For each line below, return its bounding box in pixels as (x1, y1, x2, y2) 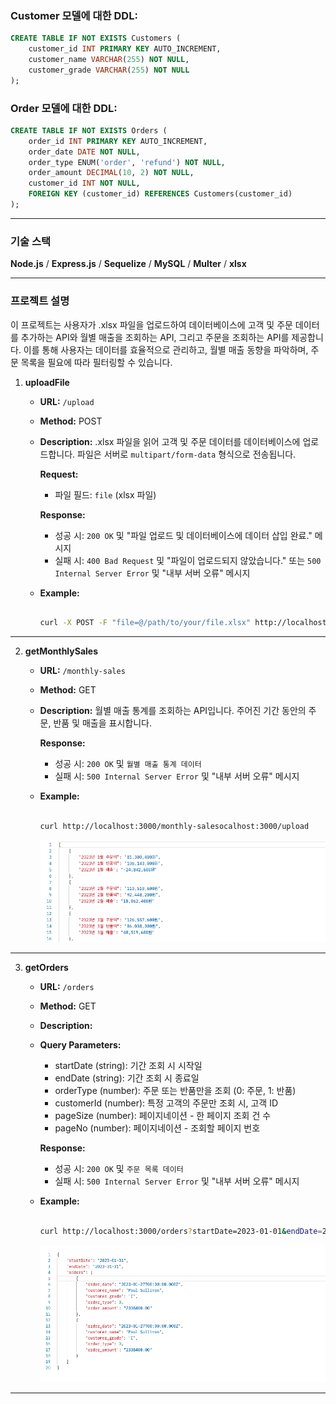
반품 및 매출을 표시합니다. (53, 717, 152, 729)
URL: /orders (39, 980, 95, 992)
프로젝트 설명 (10, 294, 70, 308)
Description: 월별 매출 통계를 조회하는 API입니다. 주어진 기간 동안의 (39, 705, 307, 717)
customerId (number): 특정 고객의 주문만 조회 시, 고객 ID (54, 1097, 279, 1109)
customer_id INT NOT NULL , (28, 178, 141, 189)
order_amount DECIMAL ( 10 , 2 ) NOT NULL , (28, 168, 195, 178)
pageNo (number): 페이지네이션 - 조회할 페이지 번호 (54, 1122, 261, 1134)
